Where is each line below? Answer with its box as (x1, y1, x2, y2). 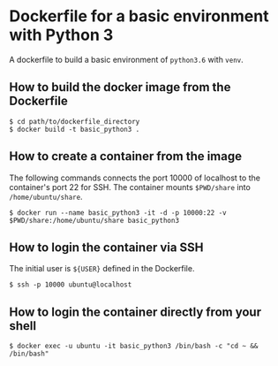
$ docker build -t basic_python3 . (9, 125, 140, 133)
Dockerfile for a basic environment (9, 6, 269, 27)
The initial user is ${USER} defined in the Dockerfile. (9, 263, 195, 274)
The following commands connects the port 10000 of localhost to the (9, 172, 260, 183)
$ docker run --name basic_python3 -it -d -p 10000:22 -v (9, 208, 227, 217)
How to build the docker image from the (9, 80, 231, 95)
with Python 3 (9, 25, 114, 45)
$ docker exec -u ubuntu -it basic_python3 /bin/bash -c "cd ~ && (9, 342, 259, 351)
